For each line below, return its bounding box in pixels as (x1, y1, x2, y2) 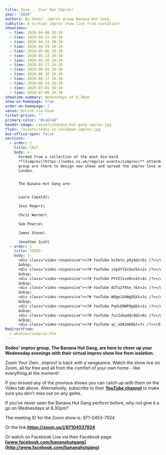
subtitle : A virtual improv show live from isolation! (5, 21, 121, 26)
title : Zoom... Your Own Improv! (5, 7, 74, 12)
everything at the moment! (5, 370, 59, 376)
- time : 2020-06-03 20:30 (9, 67, 63, 72)
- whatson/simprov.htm (9, 331, 56, 336)
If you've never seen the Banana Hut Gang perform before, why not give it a (5, 400, 160, 406)
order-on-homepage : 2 (5, 104, 50, 109)
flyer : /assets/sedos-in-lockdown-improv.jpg (5, 127, 100, 132)
